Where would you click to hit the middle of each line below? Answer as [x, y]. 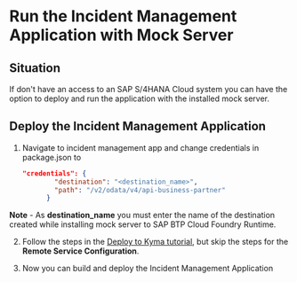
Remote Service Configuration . [80, 251]
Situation [35, 68]
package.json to [52, 157]
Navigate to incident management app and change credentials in [140, 147]
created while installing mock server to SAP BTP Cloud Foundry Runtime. [143, 224]
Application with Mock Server [121, 35]
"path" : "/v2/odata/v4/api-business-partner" [140, 190]
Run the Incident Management [123, 16]
